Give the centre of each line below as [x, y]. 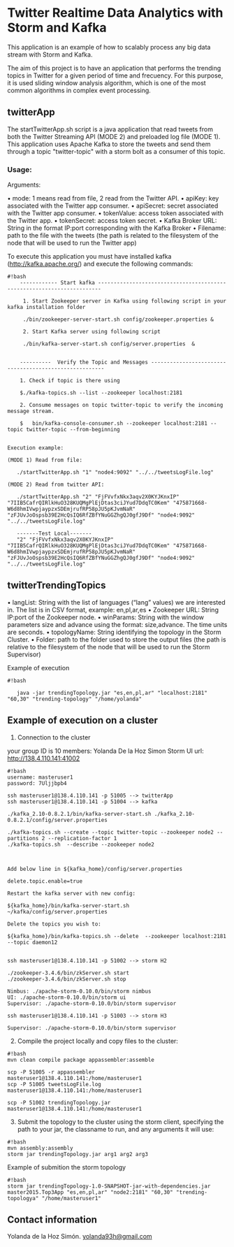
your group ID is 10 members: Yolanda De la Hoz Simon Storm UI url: [105, 751]
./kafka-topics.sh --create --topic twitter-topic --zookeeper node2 [111, 832]
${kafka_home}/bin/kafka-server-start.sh [68, 906]
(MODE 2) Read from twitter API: [56, 485]
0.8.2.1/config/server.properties [58, 820]
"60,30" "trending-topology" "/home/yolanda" [74, 699]
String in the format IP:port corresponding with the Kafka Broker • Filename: [117, 228]
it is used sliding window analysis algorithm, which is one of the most [107, 82]
